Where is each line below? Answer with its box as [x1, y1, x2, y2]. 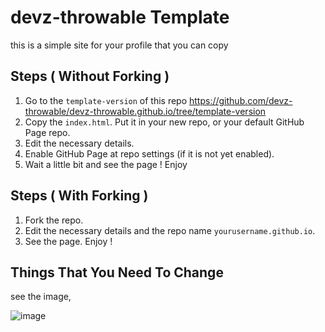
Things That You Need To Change [10, 264, 224, 281]
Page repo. [24, 126, 71, 138]
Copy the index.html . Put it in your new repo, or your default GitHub [24, 116, 305, 128]
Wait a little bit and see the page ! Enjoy [24, 158, 188, 170]
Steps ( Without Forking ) [10, 68, 170, 85]
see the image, [10, 291, 72, 303]
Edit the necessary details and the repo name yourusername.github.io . [24, 224, 316, 236]
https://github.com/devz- [189, 94, 293, 106]
